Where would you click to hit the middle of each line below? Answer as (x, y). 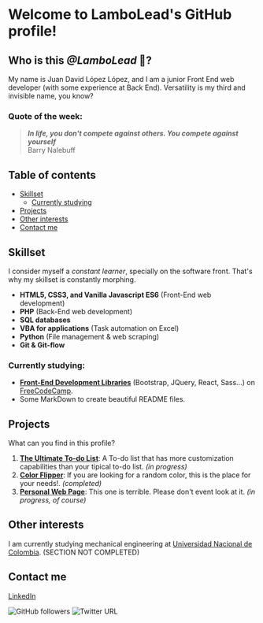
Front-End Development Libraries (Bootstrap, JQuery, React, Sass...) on (137, 383)
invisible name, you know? (51, 96)
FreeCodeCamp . (46, 391)
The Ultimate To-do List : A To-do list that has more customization (126, 458)
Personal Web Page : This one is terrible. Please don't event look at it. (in (137, 492)
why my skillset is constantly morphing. (72, 279)
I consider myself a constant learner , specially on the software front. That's (131, 271)
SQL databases (45, 320)
